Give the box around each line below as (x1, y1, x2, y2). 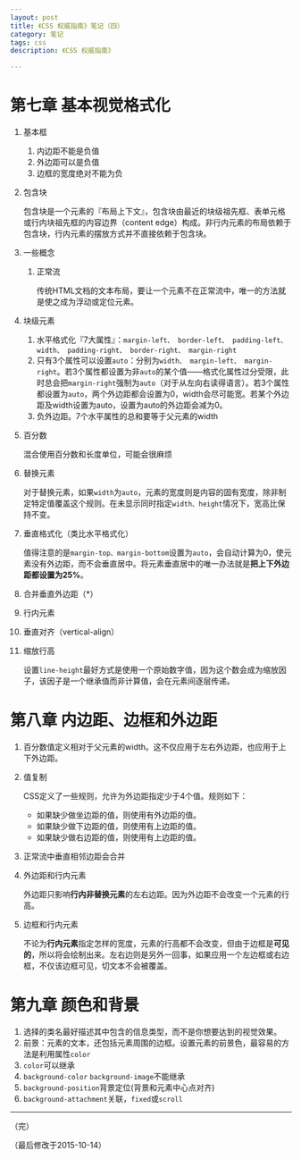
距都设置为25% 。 (22, 569, 88, 581)
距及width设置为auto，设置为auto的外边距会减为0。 (36, 399, 228, 411)
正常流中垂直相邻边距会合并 (22, 851, 126, 861)
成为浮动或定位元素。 (60, 297, 139, 307)
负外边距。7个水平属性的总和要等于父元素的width (36, 411, 218, 422)
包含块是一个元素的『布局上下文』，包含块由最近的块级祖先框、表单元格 (22, 206, 286, 217)
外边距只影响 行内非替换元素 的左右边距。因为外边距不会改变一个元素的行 (22, 889, 289, 899)
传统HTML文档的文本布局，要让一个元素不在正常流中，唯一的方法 (36, 285, 279, 296)
